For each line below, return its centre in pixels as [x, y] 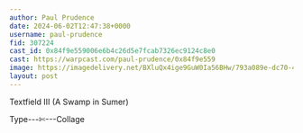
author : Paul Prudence [52, 18]
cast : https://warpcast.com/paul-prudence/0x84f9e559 [113, 59]
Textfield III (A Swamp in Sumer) [69, 102]
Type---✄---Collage [47, 119]
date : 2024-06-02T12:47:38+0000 [70, 26]
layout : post [34, 76]
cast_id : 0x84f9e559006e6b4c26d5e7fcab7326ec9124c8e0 [113, 51]
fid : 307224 [32, 43]
